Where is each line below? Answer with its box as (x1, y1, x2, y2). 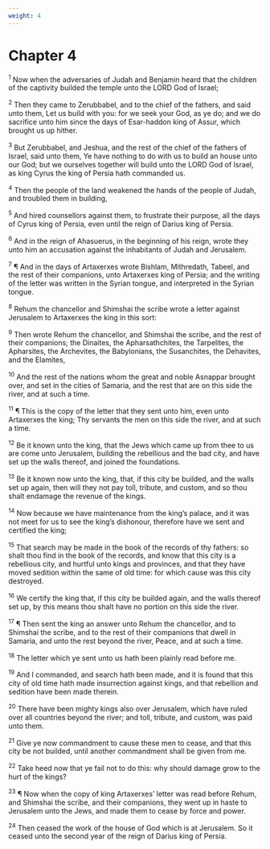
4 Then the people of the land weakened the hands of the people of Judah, (8, 183, 257, 195)
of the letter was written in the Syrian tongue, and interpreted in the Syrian (8, 278, 255, 288)
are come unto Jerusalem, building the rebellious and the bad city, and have (8, 448, 260, 459)
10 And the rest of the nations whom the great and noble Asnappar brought (8, 371, 256, 382)
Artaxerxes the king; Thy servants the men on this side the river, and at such (8, 414, 261, 424)
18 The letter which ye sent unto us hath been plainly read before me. (8, 651, 237, 662)
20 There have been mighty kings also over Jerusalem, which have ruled (8, 703, 247, 713)
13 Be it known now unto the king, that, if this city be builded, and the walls (8, 472, 255, 484)
